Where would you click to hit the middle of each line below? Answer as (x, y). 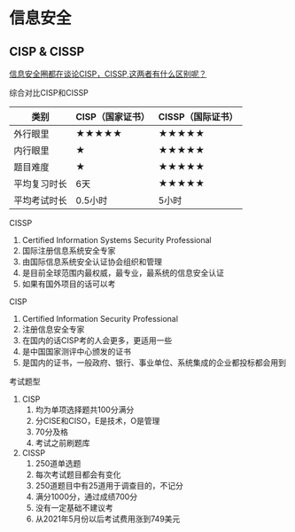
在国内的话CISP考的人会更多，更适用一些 (97, 340)
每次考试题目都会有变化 (78, 474)
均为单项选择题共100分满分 (85, 410)
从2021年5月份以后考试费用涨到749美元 (108, 519)
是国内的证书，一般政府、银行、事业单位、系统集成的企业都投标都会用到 (154, 363)
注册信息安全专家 (53, 329)
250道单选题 (58, 463)
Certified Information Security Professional (100, 319)
